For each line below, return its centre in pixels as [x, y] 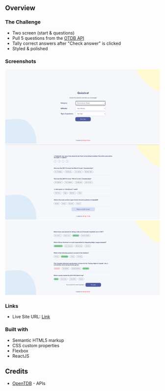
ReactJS [21, 356]
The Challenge [23, 22]
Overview [20, 8]
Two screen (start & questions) [43, 33]
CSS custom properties [36, 345]
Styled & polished [30, 48]
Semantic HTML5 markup [38, 340]
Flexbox [20, 351]
